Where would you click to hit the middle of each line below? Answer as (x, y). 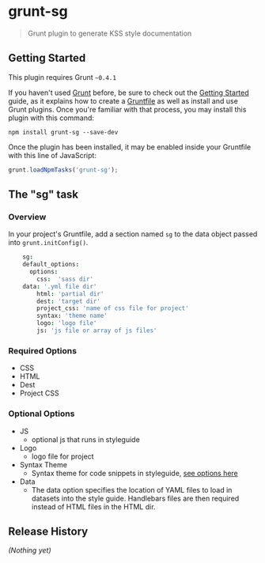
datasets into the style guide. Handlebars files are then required (135, 498)
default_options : (51, 264)
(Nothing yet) (30, 550)
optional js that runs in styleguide (85, 439)
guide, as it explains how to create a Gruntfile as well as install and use (123, 100)
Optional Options (42, 414)
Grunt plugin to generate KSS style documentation (110, 33)
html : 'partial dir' (70, 294)
